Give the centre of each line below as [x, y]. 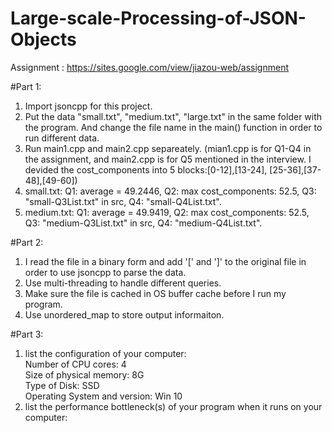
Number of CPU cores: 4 [75, 364]
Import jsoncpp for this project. [88, 106]
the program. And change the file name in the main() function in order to [173, 127]
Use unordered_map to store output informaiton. [124, 314]
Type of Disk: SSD [62, 385]
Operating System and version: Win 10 [103, 396]
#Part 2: [27, 242]
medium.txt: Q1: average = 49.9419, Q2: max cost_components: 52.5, [167, 212]
